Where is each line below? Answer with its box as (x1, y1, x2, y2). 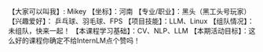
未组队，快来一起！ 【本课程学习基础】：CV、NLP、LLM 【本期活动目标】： (8, 26, 249, 35)
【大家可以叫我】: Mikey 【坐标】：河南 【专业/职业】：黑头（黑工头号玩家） (8, 7, 251, 16)
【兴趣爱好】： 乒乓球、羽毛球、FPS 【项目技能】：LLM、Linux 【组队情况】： (8, 16, 254, 26)
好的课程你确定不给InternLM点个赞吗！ (14, 36, 141, 45)
